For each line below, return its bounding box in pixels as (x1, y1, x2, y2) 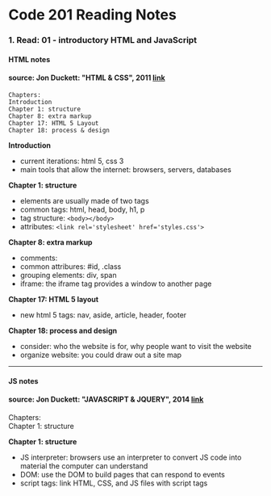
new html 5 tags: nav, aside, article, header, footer (19, 309, 187, 320)
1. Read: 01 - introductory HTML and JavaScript (8, 35, 198, 46)
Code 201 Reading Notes (8, 6, 177, 24)
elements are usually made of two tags (19, 195, 149, 205)
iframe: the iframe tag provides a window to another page (19, 279, 212, 288)
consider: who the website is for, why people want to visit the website (19, 341, 252, 351)
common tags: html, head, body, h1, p (19, 204, 145, 214)
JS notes (8, 376, 39, 385)
